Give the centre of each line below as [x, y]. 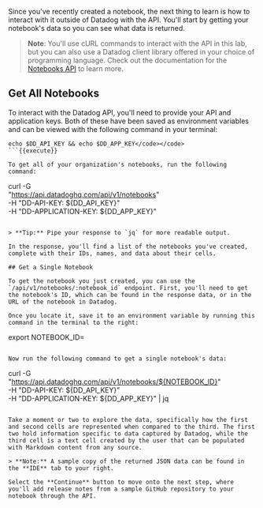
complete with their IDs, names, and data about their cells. [112, 253]
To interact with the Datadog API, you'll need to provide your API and [120, 112]
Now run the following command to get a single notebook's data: [117, 359]
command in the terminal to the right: [74, 322]
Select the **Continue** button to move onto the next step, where [121, 482]
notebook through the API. [52, 496]
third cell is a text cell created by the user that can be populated [126, 440]
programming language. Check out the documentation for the [127, 60]
